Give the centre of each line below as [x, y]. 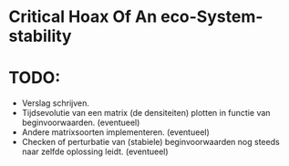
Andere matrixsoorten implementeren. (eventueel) [116, 132]
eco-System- [212, 17]
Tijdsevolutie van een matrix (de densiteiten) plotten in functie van [146, 113]
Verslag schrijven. [56, 103]
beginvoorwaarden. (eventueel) [81, 123]
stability [40, 36]
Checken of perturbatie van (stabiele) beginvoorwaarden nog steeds [150, 142]
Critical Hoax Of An [83, 17]
